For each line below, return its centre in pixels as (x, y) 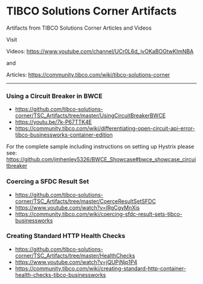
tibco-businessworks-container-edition (64, 135)
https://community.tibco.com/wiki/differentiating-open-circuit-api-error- (105, 129)
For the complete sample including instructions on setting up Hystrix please (100, 147)
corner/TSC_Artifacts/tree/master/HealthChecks (75, 256)
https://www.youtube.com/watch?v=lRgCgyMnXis (77, 207)
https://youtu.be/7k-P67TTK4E (53, 122)
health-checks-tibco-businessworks (60, 275)
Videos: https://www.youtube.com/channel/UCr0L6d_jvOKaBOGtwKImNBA (100, 51)
